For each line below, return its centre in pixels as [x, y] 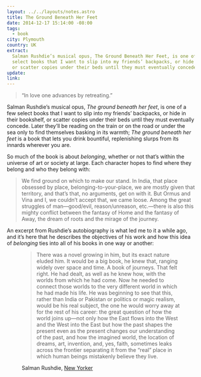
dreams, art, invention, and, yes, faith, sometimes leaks [104, 344]
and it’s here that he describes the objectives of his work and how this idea [99, 237]
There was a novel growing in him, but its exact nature [103, 255]
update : [16, 73]
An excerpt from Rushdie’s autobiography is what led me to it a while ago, [97, 231]
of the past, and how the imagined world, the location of [105, 338]
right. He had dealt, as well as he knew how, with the [101, 274]
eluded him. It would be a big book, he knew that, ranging [107, 261]
